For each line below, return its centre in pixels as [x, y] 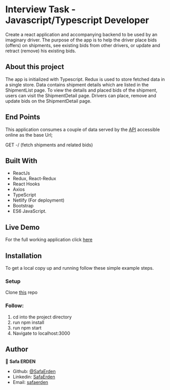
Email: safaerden [30, 382]
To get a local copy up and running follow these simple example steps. [80, 268]
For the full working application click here [49, 240]
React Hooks [26, 184]
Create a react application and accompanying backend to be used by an [81, 34]
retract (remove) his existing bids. [41, 51]
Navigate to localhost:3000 [41, 333]
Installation [24, 256]
